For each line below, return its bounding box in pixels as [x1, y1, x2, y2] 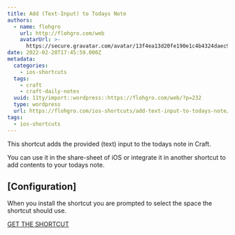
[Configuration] [7, 181, 77, 192]
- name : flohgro [13, 23, 61, 30]
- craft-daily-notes [20, 88, 80, 95]
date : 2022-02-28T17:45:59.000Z [7, 50, 101, 56]
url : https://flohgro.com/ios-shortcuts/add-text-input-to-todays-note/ [13, 107, 230, 114]
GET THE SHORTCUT [7, 220, 70, 229]
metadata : [7, 56, 36, 63]
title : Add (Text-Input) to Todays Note [7, 10, 127, 17]
